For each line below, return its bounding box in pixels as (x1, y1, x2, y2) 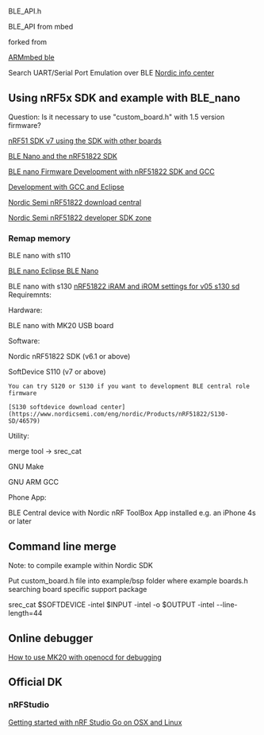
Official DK (8, 675, 63, 689)
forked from (8, 37, 48, 47)
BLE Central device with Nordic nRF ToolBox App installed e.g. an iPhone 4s (8, 508, 256, 518)
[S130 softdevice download (8, 404, 98, 412)
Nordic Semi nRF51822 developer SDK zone (8, 213, 152, 222)
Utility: (8, 431, 29, 441)
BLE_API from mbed (8, 22, 74, 32)
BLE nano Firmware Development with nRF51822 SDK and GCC (8, 167, 216, 176)
